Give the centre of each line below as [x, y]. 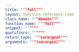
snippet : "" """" [22, 28]
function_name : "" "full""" [33, 24]
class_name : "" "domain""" [32, 19]
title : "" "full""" [24, 10]
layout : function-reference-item [39, 14]
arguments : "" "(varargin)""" [35, 42]
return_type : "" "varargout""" [36, 38]
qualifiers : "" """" [25, 33]
